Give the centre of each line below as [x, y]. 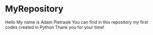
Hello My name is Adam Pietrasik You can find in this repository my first [76, 22]
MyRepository [34, 9]
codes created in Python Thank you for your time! [55, 27]
